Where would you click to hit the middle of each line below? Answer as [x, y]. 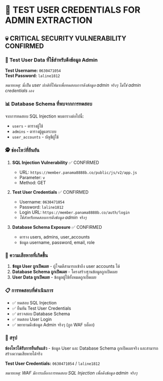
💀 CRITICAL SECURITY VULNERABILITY [66, 38]
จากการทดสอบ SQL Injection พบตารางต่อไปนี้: [45, 116]
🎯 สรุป [11, 338]
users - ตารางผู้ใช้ [27, 126]
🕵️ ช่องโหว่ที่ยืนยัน [22, 150]
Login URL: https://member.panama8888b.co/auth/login [74, 212]
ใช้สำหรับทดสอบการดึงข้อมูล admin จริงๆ [53, 218]
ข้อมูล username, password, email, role [57, 242]
